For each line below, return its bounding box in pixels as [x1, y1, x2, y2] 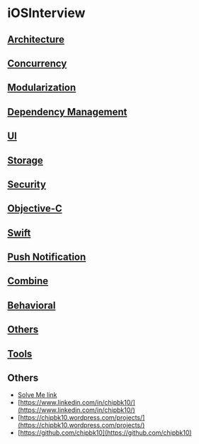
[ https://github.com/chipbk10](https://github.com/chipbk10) [17, 428, 193, 437]
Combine [7, 275, 49, 287]
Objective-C [7, 203, 62, 215]
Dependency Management [7, 105, 127, 118]
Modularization [7, 82, 76, 94]
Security [7, 178, 46, 190]
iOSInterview [7, 5, 86, 21]
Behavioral [7, 299, 56, 311]
